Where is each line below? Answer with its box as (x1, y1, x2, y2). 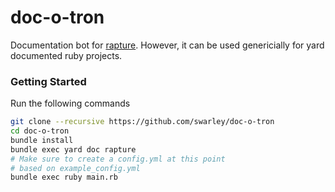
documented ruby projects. (10, 49, 123, 61)
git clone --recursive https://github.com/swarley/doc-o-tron (10, 117, 275, 127)
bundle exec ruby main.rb (10, 172, 118, 183)
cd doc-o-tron (10, 126, 70, 136)
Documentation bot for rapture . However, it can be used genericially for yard (10, 39, 325, 51)
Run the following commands (10, 97, 131, 110)
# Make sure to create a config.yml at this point (10, 154, 226, 164)
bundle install (10, 135, 74, 145)
